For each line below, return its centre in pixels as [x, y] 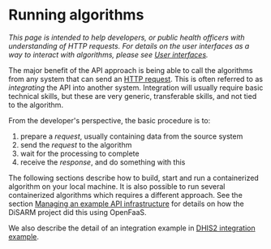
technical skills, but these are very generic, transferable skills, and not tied [133, 96]
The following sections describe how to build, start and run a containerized [134, 178]
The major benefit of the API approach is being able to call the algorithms [131, 70]
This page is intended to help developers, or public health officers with [127, 37]
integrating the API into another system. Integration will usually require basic [136, 88]
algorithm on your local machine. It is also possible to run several [117, 186]
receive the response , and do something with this [103, 162]
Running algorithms [76, 15]
